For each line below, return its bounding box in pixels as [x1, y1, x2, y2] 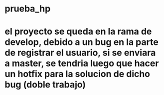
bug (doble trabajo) [4, 79, 86, 90]
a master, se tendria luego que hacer [4, 58, 159, 69]
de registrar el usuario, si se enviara [4, 47, 156, 58]
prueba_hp [4, 3, 51, 14]
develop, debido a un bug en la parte [4, 36, 159, 48]
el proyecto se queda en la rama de [4, 26, 152, 37]
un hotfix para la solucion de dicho [4, 68, 151, 80]
